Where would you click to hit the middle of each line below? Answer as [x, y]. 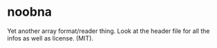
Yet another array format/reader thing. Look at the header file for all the [108, 31]
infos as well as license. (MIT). [50, 38]
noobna [30, 12]
